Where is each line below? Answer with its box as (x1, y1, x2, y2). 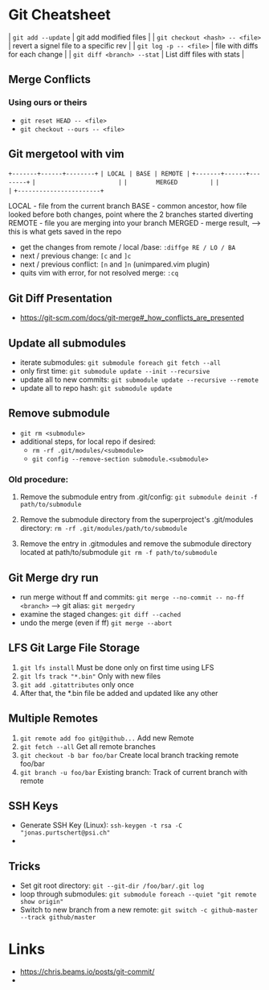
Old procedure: (8, 474, 69, 485)
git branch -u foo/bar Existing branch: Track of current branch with (19, 767, 248, 777)
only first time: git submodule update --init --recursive (19, 367, 210, 376)
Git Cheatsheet (8, 6, 111, 24)
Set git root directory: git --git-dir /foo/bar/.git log (19, 880, 205, 891)
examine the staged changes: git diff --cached (19, 609, 181, 619)
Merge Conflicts (8, 72, 91, 86)
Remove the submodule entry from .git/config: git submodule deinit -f (19, 492, 259, 502)
